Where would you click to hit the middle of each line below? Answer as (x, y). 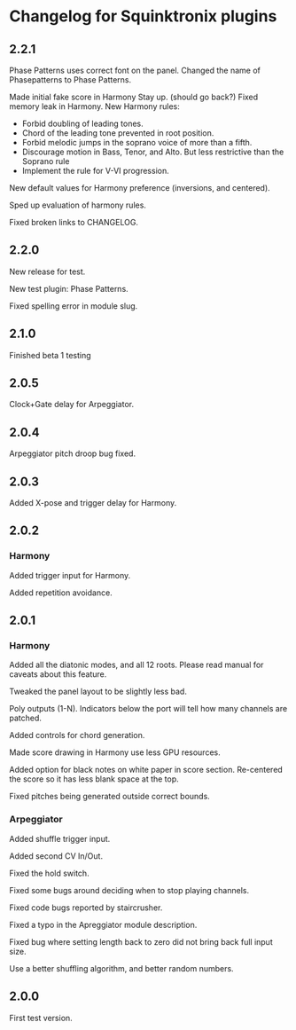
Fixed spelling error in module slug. (74, 306)
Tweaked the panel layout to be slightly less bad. (98, 692)
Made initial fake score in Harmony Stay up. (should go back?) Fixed (134, 97)
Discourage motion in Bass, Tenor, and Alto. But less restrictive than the (153, 152)
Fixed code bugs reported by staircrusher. (86, 908)
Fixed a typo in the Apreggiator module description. (103, 924)
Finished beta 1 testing (50, 355)
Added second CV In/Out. (56, 856)
